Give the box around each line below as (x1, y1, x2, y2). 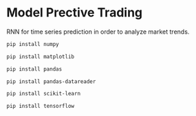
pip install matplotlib (6, 53, 75, 60)
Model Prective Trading (6, 5, 142, 21)
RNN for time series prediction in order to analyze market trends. (6, 27, 190, 36)
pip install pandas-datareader (6, 78, 96, 85)
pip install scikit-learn (6, 91, 80, 97)
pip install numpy (6, 40, 59, 47)
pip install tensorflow (6, 103, 75, 110)
